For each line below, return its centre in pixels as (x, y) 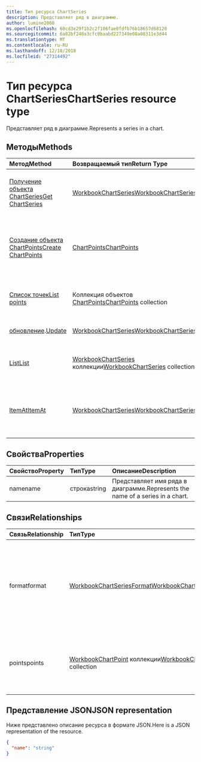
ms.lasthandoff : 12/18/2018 (41, 51)
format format (28, 586)
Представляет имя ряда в (150, 481)
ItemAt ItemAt (28, 410)
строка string (88, 488)
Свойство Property (37, 471)
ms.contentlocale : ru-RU (37, 46)
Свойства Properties (45, 454)
